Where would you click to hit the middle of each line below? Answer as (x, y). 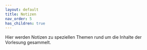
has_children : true (25, 23)
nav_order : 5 (19, 19)
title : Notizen (21, 14)
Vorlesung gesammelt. (28, 43)
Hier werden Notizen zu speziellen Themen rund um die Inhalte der (73, 37)
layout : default (22, 10)
